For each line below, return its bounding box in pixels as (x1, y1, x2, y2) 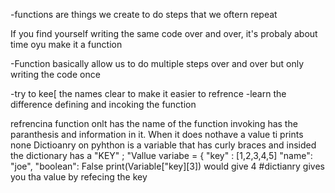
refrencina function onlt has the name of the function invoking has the (10, 118, 298, 129)
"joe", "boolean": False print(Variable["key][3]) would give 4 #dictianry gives (10, 160, 325, 172)
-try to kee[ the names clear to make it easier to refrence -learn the (10, 88, 287, 99)
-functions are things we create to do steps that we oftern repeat (10, 9, 278, 20)
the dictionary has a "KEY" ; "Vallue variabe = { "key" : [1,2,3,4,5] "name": (10, 150, 313, 161)
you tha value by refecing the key (10, 171, 148, 183)
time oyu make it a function (10, 39, 123, 50)
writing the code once (10, 69, 101, 80)
